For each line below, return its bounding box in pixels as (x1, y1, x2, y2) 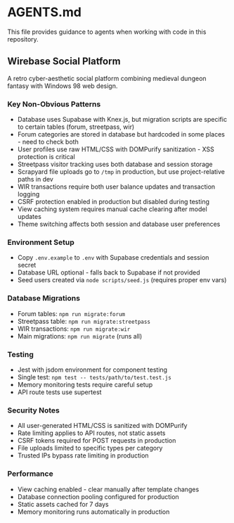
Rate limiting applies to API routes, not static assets (17, 429, 166, 437)
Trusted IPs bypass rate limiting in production (17, 451, 149, 460)
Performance (7, 469, 54, 479)
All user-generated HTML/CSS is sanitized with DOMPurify (17, 422, 188, 430)
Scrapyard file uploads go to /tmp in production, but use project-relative (17, 168, 225, 176)
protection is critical (17, 153, 75, 161)
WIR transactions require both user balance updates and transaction (17, 182, 216, 191)
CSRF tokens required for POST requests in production (17, 436, 176, 445)
